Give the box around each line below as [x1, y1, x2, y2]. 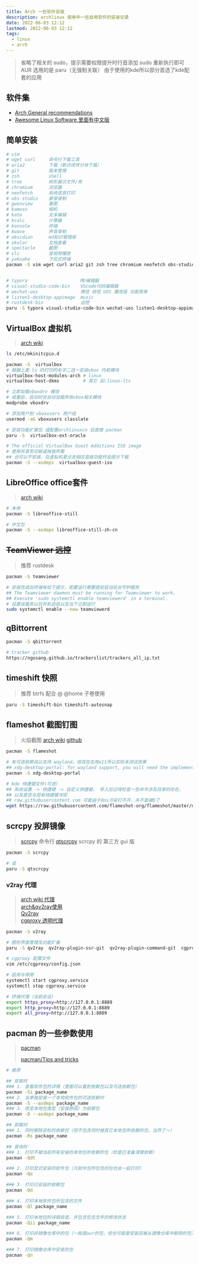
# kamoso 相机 [6, 206, 58, 213]
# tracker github [6, 650, 49, 655]
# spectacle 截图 [6, 245, 58, 251]
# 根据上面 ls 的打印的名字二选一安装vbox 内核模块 [6, 367, 120, 373]
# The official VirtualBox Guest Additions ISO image [6, 443, 142, 449]
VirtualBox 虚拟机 [6, 323, 72, 333]
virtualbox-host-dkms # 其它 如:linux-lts [6, 378, 131, 384]
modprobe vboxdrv [6, 400, 49, 406]
